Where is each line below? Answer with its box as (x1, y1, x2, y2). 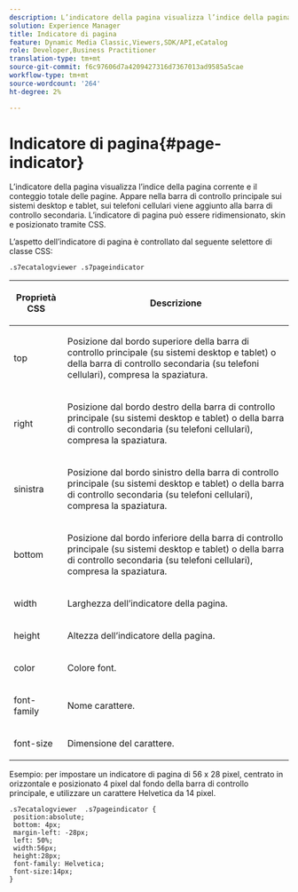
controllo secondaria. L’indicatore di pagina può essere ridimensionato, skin (9, 210, 286, 220)
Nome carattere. (67, 699, 136, 712)
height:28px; (12, 852, 62, 861)
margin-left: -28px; (12, 828, 90, 838)
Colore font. (67, 662, 117, 674)
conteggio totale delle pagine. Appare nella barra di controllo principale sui (9, 191, 282, 202)
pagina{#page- (106, 133, 222, 154)
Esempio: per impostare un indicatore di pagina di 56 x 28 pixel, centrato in (9, 769, 284, 780)
